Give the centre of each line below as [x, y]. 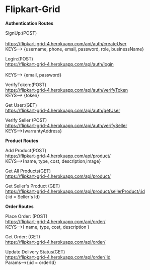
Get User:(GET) [21, 105]
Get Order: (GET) [23, 237]
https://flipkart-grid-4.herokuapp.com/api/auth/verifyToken [67, 90]
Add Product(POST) [26, 150]
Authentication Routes [29, 23]
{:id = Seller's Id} [23, 196]
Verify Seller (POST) [26, 120]
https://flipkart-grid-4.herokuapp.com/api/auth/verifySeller [66, 125]
